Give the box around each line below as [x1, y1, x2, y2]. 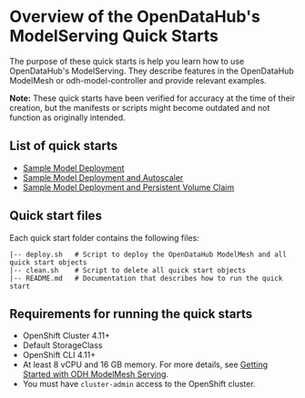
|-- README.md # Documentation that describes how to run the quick [9, 274, 283, 283]
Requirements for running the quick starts [9, 306, 253, 322]
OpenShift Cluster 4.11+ [22, 330, 111, 342]
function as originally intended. [9, 112, 126, 123]
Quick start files [9, 208, 103, 224]
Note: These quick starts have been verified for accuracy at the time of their [9, 93, 296, 104]
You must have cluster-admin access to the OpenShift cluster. [22, 379, 257, 390]
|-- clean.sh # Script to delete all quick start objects [9, 265, 247, 274]
